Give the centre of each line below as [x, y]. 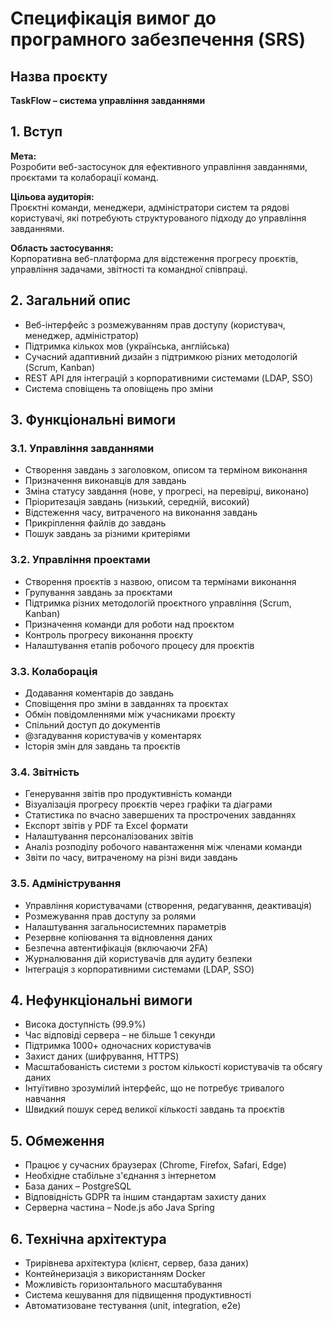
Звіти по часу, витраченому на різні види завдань [131, 858]
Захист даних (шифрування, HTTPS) [102, 1056]
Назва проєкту [59, 76]
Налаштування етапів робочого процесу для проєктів [139, 645]
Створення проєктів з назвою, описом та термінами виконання [160, 581]
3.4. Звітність [45, 772]
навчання [45, 1099]
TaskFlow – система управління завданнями [108, 100]
